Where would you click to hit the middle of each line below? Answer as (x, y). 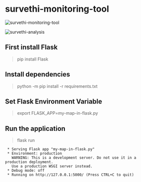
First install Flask (31, 47)
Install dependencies (38, 74)
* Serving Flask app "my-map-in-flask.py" (51, 149)
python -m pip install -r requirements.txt (57, 86)
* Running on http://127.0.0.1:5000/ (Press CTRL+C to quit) (70, 175)
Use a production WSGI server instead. (52, 166)
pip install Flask (33, 59)
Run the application (35, 129)
